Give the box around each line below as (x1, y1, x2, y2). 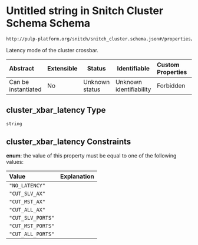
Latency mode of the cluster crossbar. (6, 46, 99, 53)
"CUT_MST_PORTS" (9, 223, 55, 230)
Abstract (9, 64, 34, 72)
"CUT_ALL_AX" (9, 207, 46, 213)
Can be (9, 78, 29, 86)
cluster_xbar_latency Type (6, 105, 106, 115)
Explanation (60, 172, 94, 180)
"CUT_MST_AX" (9, 199, 46, 205)
